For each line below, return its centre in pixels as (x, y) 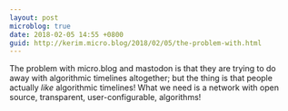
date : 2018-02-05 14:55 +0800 (67, 34)
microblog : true (40, 26)
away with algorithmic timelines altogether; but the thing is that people (141, 79)
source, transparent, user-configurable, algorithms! (105, 97)
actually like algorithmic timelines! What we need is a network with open (144, 88)
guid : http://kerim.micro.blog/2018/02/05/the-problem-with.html (135, 43)
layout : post (34, 18)
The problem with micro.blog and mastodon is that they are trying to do (143, 69)
